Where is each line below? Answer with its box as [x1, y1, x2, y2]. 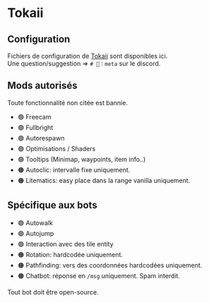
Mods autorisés [7, 80, 78, 92]
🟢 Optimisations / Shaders [17, 144, 96, 153]
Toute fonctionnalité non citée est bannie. [7, 98, 129, 107]
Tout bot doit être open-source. [7, 287, 99, 296]
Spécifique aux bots [7, 199, 97, 211]
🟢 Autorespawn [17, 133, 65, 142]
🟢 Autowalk [17, 218, 53, 227]
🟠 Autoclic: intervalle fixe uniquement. [17, 165, 131, 174]
